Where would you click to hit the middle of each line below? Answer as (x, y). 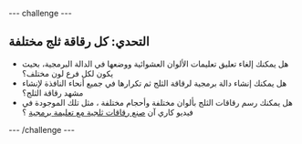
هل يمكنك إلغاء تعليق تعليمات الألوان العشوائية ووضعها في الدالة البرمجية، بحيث (155, 64)
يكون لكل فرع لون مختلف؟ (68, 73)
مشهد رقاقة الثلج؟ (52, 93)
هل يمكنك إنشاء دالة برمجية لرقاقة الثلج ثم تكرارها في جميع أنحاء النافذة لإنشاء (154, 83)
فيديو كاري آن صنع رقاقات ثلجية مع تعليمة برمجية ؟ (107, 112)
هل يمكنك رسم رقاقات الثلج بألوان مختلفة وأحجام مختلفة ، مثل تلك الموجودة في (157, 102)
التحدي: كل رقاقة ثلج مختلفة (79, 41)
